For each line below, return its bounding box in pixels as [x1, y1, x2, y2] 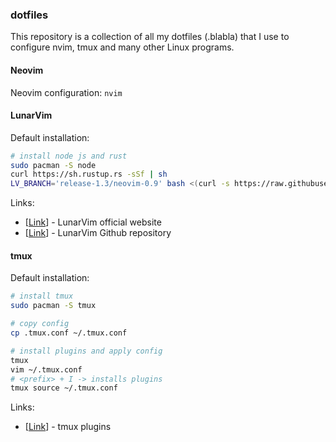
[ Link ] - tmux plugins [24, 421, 112, 433]
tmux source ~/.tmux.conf [10, 383, 118, 393]
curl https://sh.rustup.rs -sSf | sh [10, 169, 168, 180]
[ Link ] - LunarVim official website [24, 216, 162, 228]
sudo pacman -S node [10, 160, 97, 170]
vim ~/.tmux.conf [10, 364, 83, 375]
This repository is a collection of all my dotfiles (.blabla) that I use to [10, 31, 290, 43]
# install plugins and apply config [10, 346, 163, 356]
